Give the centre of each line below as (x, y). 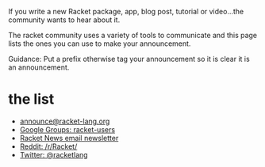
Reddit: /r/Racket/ (48, 146)
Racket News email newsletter (69, 138)
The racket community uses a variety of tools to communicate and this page (133, 35)
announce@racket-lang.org (65, 121)
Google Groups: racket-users (67, 129)
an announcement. (39, 67)
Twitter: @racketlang (54, 154)
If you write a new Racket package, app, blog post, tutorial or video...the (126, 11)
